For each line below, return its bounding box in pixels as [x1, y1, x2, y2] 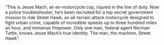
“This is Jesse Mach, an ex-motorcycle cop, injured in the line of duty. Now [5, 4, 160, 10]
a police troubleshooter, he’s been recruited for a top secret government [5, 9, 154, 15]
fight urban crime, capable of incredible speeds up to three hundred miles [5, 20, 157, 25]
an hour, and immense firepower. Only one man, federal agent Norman [5, 25, 150, 31]
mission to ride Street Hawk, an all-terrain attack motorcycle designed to [5, 15, 155, 20]
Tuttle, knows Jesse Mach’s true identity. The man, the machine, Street [5, 30, 151, 36]
